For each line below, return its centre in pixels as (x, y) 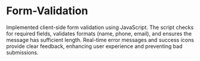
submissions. (22, 52)
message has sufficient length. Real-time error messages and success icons (100, 40)
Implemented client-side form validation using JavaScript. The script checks (100, 27)
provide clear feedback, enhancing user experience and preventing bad (95, 46)
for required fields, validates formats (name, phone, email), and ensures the (99, 33)
